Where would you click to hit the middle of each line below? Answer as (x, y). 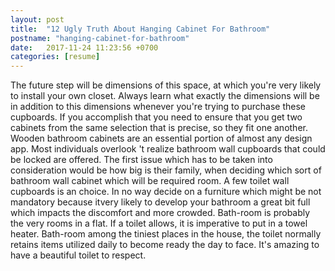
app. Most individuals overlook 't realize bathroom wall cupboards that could (168, 149)
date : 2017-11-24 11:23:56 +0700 (84, 47)
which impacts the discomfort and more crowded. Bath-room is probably (160, 213)
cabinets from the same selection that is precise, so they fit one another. (159, 128)
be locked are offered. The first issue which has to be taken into (141, 160)
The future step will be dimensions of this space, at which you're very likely (166, 85)
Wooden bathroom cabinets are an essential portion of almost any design (161, 138)
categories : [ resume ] (55, 57)
